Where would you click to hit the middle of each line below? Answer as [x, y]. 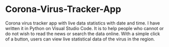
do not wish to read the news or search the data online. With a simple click [83, 33]
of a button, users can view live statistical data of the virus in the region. [80, 39]
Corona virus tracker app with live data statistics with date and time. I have [83, 23]
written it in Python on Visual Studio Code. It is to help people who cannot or [84, 28]
